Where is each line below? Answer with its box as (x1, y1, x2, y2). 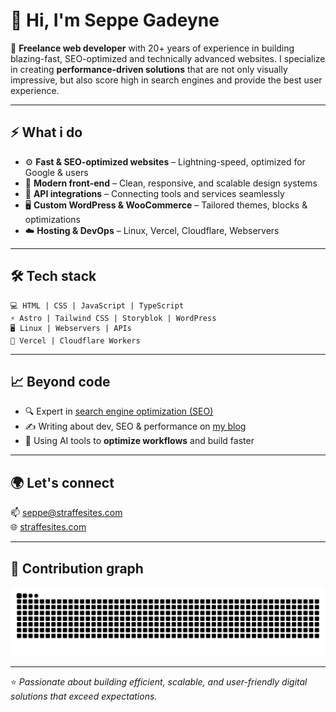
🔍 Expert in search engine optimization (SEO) (24, 405, 214, 418)
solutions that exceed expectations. (10, 690, 158, 702)
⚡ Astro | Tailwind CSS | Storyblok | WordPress (10, 313, 217, 323)
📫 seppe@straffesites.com (10, 507, 123, 519)
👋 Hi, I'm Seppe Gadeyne (10, 9, 220, 32)
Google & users (24, 166, 89, 178)
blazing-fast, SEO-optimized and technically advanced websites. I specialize (10, 52, 326, 64)
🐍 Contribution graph (10, 560, 144, 577)
